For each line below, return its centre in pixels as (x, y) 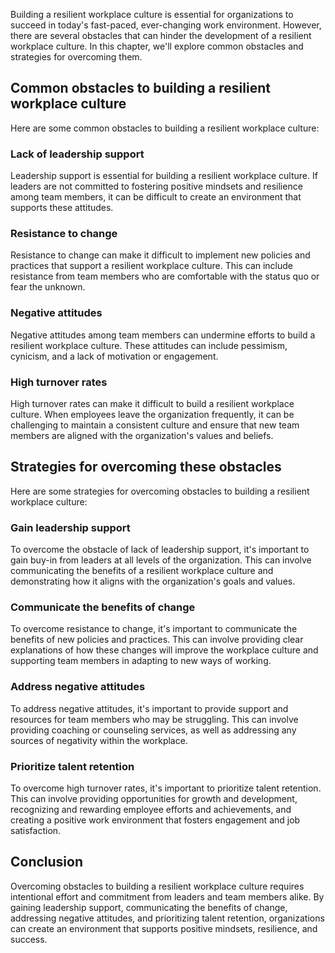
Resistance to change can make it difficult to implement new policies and (160, 255)
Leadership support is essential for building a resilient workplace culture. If (164, 176)
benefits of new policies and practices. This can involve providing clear (157, 640)
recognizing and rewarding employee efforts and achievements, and (151, 809)
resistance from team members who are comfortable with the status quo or (165, 276)
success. (29, 939)
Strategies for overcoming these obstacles (146, 467)
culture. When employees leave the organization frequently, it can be (152, 414)
